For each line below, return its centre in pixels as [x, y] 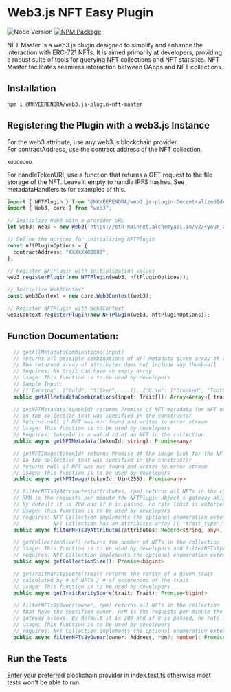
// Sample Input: [38, 384]
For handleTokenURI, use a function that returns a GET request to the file [110, 175]
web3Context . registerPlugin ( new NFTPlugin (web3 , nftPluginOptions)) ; [109, 315]
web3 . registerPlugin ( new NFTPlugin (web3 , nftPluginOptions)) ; [98, 277]
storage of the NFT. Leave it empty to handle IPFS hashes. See [96, 182]
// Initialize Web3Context [46, 290]
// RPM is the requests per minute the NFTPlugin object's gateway [112, 498]
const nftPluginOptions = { [47, 245]
